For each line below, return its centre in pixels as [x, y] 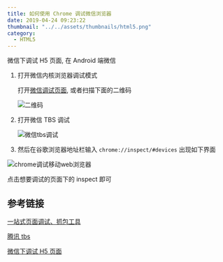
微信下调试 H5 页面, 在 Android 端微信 [62, 61]
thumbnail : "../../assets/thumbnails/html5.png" [79, 27]
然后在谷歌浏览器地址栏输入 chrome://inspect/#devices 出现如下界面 [116, 150]
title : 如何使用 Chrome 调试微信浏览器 [59, 14]
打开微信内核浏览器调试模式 [57, 75]
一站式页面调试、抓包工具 [44, 221]
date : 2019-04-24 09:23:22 [46, 20]
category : [22, 33]
